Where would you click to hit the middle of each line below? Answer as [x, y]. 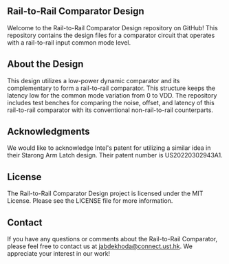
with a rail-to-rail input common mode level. [69, 42]
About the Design [45, 64]
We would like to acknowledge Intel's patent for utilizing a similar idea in [109, 148]
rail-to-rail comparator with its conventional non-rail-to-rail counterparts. [110, 110]
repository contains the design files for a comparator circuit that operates [111, 35]
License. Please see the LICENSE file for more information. [90, 201]
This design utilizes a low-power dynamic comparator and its [94, 80]
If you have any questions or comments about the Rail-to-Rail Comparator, [112, 239]
